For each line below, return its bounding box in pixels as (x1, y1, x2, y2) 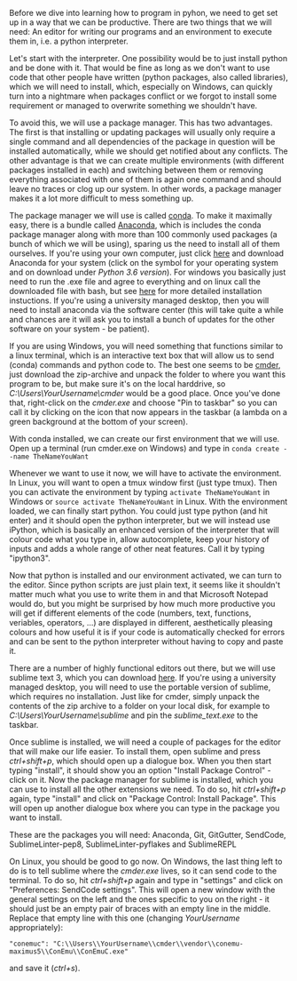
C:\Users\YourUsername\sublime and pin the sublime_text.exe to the (9, 710, 259, 721)
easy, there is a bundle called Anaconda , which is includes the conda (9, 219, 262, 230)
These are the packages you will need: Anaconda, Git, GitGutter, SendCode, (9, 830, 286, 840)
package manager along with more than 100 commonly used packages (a (9, 229, 277, 239)
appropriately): (9, 922, 64, 932)
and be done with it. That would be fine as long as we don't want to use (9, 62, 270, 73)
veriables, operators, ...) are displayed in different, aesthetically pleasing (9, 618, 273, 627)
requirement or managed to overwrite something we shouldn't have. (9, 100, 258, 110)
